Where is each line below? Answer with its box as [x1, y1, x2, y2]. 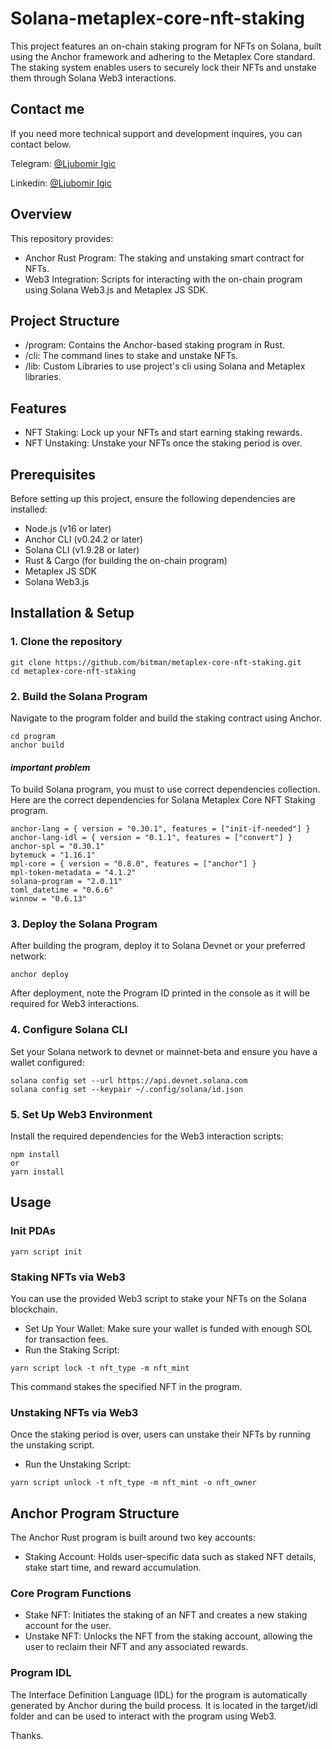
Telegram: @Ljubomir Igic [10, 157, 117, 169]
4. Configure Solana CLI [10, 1023, 128, 1037]
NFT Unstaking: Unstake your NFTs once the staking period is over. [24, 437, 303, 449]
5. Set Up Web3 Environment [10, 1107, 153, 1121]
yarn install [10, 1167, 65, 1177]
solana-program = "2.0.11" [10, 877, 123, 887]
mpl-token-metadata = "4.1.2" [10, 868, 137, 878]
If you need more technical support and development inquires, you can [10, 127, 303, 139]
